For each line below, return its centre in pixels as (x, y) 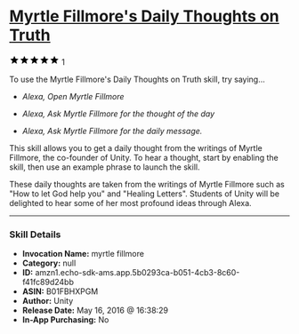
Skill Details (35, 235)
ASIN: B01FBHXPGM (60, 291)
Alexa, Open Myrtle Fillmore (73, 96)
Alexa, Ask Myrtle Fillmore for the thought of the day (118, 114)
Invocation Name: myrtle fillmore (83, 254)
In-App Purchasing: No (65, 320)
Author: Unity (48, 301)
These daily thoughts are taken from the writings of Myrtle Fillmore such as (147, 184)
